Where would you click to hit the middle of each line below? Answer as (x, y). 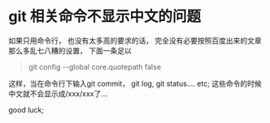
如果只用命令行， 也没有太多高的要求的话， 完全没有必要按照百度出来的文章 (135, 40)
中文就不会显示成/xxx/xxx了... (58, 93)
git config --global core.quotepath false (94, 66)
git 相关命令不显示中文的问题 (105, 17)
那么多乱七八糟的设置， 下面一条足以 (70, 50)
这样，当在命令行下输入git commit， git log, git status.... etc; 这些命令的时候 (135, 83)
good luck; (26, 109)
